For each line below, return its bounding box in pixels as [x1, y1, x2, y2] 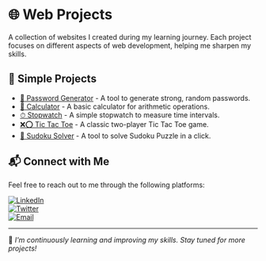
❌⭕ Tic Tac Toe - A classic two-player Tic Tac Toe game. [19, 119, 209, 129]
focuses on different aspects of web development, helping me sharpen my [8, 40, 252, 50]
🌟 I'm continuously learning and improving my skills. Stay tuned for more [8, 235, 245, 244]
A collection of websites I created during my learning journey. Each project [8, 32, 252, 41]
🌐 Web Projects [8, 6, 113, 24]
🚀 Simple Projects [8, 72, 97, 86]
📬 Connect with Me [8, 155, 109, 168]
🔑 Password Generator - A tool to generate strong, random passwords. [19, 93, 251, 102]
